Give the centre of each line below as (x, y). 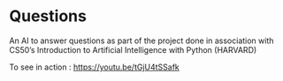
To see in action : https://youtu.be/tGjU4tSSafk (94, 67)
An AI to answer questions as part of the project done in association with (141, 40)
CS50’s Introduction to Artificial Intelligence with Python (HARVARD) (133, 49)
